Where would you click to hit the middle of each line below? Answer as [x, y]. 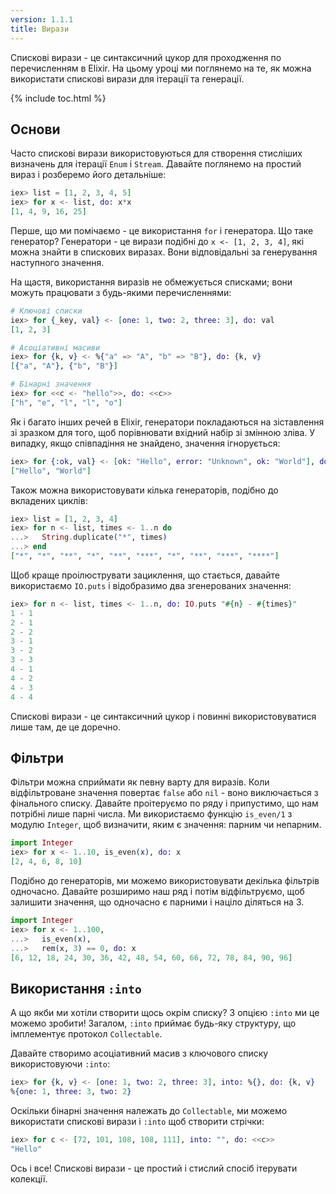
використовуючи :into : [60, 1064]
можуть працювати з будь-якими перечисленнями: [121, 292]
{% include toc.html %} [58, 98]
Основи [35, 129]
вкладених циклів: [49, 500]
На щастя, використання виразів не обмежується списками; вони [151, 282]
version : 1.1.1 [42, 19]
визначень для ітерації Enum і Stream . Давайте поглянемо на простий [156, 164]
